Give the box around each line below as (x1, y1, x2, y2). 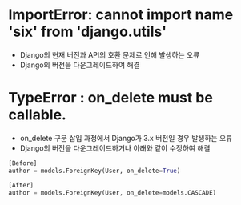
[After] (8, 181, 34, 189)
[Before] (8, 159, 38, 167)
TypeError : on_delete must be (8, 89, 214, 107)
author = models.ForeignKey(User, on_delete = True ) (8, 167, 181, 175)
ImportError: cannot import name (8, 6, 234, 24)
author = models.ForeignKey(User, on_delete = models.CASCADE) (8, 188, 217, 197)
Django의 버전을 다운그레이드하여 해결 (19, 60, 140, 70)
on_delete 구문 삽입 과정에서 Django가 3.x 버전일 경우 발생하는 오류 (19, 133, 233, 143)
